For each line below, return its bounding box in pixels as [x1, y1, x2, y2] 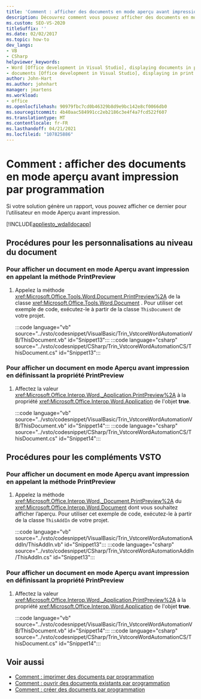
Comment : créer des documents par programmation [14, 686, 145, 693]
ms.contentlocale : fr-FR [6, 120, 68, 126]
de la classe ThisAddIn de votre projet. [14, 517, 109, 524]
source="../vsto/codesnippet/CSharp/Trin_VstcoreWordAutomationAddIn [14, 547, 194, 555]
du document [6, 247, 57, 258]
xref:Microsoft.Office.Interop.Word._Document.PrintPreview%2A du [14, 498, 182, 505]
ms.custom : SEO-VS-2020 [6, 20, 66, 26]
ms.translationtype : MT [6, 115, 66, 120]
